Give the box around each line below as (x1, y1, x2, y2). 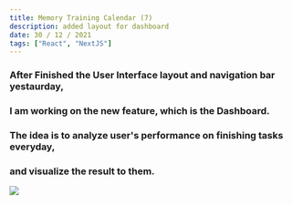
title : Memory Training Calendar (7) (9, 13, 153, 23)
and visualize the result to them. (9, 165, 155, 178)
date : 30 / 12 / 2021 (9, 30, 92, 39)
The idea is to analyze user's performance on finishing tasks (9, 129, 284, 142)
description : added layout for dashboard (9, 22, 170, 31)
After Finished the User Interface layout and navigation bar (9, 69, 276, 82)
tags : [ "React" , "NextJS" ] (9, 38, 112, 48)
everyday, (9, 140, 56, 153)
